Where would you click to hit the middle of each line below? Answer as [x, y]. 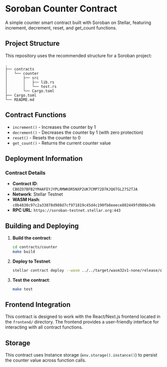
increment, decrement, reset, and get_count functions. [61, 27]
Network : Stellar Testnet [38, 194]
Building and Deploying [42, 226]
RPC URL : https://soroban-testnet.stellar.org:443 [67, 210]
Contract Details [25, 173]
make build [24, 252]
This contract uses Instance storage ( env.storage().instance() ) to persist [81, 355]
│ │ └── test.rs [31, 86]
